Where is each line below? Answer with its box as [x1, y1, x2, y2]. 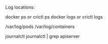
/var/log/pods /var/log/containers [5, 23, 75, 29]
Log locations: [5, 4, 35, 10]
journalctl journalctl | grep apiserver [5, 33, 80, 39]
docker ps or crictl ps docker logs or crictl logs [5, 14, 103, 19]
